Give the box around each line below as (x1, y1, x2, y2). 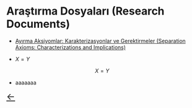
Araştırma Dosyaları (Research (6, 4, 165, 18)
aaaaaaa (15, 79, 36, 86)
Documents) (6, 17, 70, 31)
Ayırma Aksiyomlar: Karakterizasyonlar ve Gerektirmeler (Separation (15, 37, 186, 44)
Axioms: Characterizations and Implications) (15, 44, 126, 51)
